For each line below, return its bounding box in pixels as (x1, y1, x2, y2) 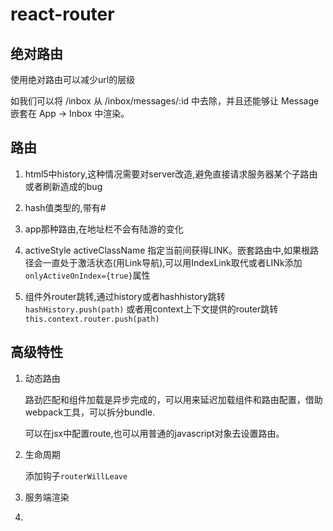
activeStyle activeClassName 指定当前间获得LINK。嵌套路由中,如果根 (24, 244, 310, 256)
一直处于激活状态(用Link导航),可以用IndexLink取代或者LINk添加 (42, 256, 303, 268)
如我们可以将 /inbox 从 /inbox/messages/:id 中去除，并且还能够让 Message (10, 95, 320, 107)
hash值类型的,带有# (24, 201, 107, 213)
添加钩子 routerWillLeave (24, 469, 128, 482)
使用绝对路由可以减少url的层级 (10, 74, 136, 85)
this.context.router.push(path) (24, 314, 160, 324)
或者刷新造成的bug (24, 180, 103, 192)
